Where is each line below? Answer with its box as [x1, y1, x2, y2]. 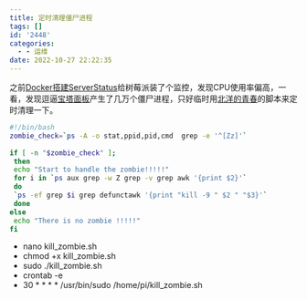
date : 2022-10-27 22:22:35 [9, 56, 112, 65]
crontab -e [22, 270, 64, 281]
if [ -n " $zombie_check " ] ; [9, 148, 117, 158]
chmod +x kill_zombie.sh [22, 251, 117, 262]
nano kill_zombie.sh [22, 241, 98, 252]
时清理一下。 [9, 105, 58, 115]
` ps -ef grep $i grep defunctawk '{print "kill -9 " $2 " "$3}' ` [13, 191, 268, 200]
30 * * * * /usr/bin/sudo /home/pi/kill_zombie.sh [22, 280, 203, 291]
